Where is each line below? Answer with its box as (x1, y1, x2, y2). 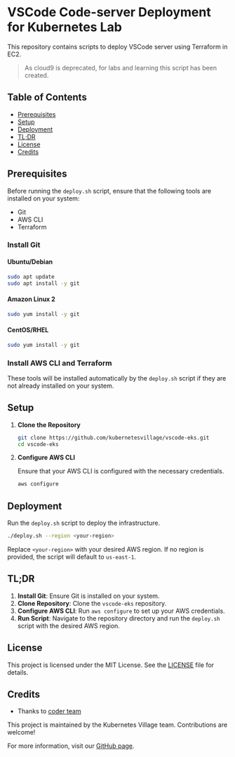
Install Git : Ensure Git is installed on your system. (17, 592, 160, 600)
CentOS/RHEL (7, 326, 49, 334)
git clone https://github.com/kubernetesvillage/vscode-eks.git (17, 434, 210, 441)
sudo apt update (7, 273, 55, 280)
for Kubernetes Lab (7, 19, 123, 35)
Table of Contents (7, 91, 88, 103)
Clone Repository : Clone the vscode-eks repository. (17, 599, 167, 607)
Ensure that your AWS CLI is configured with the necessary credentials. (17, 467, 224, 476)
